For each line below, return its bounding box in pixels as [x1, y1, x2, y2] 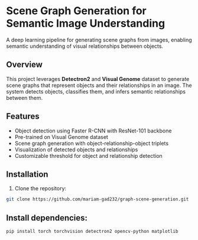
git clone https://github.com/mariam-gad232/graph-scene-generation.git [6, 196, 189, 202]
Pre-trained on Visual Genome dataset [14, 133, 108, 140]
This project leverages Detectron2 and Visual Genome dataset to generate [6, 75, 190, 82]
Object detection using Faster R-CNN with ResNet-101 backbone [14, 127, 172, 134]
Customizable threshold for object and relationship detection [14, 152, 163, 159]
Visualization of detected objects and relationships [14, 146, 138, 153]
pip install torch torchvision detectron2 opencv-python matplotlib [6, 229, 178, 235]
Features [6, 111, 40, 122]
